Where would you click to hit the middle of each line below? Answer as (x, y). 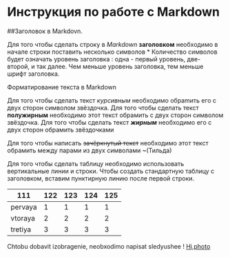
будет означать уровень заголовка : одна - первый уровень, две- (104, 59)
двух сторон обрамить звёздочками (61, 130)
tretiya (21, 229)
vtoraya (23, 218)
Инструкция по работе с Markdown (114, 12)
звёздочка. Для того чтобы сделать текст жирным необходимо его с (109, 122)
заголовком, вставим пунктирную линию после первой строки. (101, 178)
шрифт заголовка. (33, 74)
